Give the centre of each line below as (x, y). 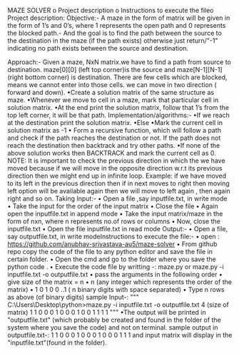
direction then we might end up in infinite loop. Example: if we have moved (117, 176)
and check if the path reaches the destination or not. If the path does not (114, 138)
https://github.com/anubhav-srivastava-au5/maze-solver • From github (112, 244)
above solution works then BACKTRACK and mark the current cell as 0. (112, 153)
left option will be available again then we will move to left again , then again (119, 191)
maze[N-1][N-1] (200, 70)
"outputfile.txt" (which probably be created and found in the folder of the (114, 320)
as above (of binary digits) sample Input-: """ (73, 297)
